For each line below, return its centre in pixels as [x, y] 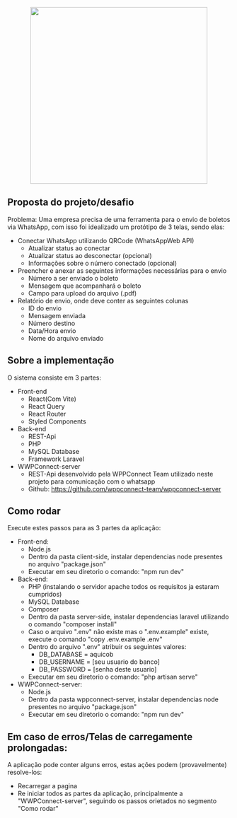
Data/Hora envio [52, 331]
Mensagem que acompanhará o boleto [85, 286]
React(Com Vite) [52, 399]
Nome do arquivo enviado [66, 338]
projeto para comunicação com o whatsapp [92, 481]
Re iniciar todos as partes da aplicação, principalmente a [100, 794]
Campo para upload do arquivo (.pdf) [82, 293]
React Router [47, 414]
